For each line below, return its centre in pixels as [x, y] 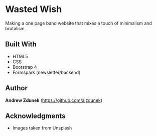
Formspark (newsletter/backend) [46, 72]
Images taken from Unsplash [42, 128]
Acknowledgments [36, 116]
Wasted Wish [34, 9]
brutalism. [16, 28]
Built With [21, 44]
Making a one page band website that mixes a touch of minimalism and [78, 23]
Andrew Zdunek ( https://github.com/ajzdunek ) [54, 100]
